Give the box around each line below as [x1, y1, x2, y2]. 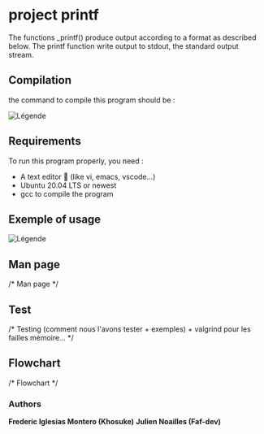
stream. [8, 50, 34, 59]
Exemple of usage [8, 212, 102, 226]
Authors [8, 398, 42, 410]
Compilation [8, 73, 71, 87]
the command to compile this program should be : [8, 95, 175, 105]
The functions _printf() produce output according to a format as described [8, 33, 258, 42]
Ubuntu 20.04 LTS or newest [19, 180, 117, 190]
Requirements [8, 134, 81, 148]
